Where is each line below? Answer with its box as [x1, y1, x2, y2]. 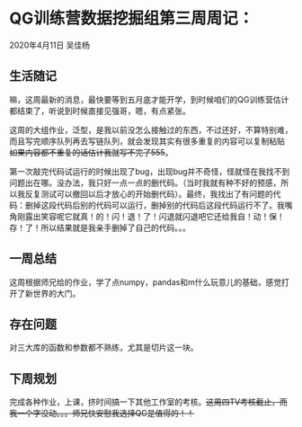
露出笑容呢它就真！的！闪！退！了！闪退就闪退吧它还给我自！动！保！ [24, 210, 285, 221]
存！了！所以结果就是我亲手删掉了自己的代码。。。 [9, 222, 191, 233]
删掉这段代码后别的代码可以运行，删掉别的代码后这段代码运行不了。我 [24, 200, 285, 210]
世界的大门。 [32, 288, 81, 298]
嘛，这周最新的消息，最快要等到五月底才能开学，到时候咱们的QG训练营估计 [9, 93, 289, 104]
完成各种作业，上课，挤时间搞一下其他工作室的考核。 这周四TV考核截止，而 [9, 396, 288, 407]
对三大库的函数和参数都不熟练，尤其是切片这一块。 [9, 342, 199, 353]
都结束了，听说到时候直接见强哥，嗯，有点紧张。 [9, 105, 191, 116]
